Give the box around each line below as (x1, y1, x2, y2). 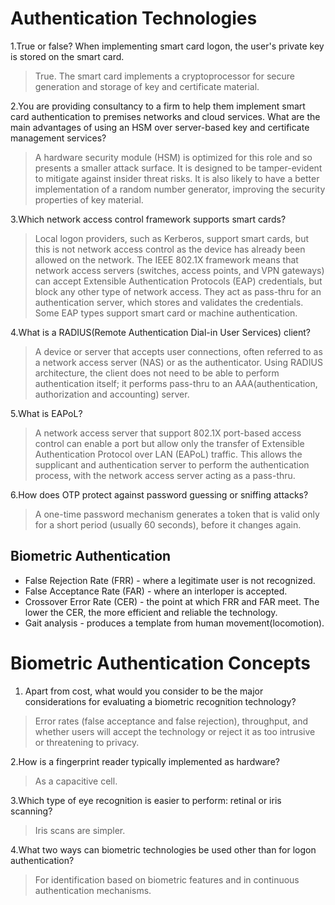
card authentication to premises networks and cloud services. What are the (10, 110, 321, 122)
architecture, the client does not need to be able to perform (34, 367, 280, 379)
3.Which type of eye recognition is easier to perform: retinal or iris (10, 794, 282, 806)
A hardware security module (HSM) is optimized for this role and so (34, 151, 313, 163)
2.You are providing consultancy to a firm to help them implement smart (10, 100, 306, 112)
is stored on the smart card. (10, 50, 125, 62)
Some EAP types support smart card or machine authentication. (34, 307, 298, 319)
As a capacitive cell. (34, 775, 118, 787)
